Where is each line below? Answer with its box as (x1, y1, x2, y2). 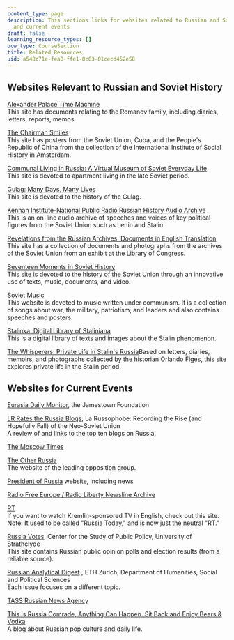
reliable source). (7, 555, 54, 563)
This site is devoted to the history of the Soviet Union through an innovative (7, 270, 224, 278)
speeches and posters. (7, 313, 73, 321)
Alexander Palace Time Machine (7, 100, 100, 108)
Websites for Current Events (7, 382, 134, 394)
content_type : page (7, 10, 64, 17)
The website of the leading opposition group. (7, 464, 136, 472)
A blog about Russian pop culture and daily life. (7, 625, 143, 633)
